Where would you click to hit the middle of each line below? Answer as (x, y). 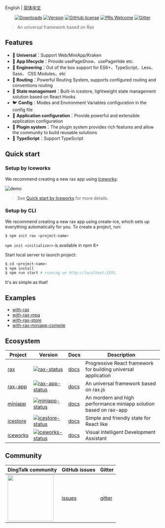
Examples (20, 298)
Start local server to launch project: (41, 255)
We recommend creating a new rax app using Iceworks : (61, 179)
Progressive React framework (119, 363)
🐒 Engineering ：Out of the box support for (55, 67)
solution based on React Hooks (44, 97)
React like (96, 424)
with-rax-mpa (26, 315)
